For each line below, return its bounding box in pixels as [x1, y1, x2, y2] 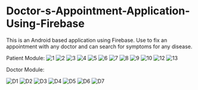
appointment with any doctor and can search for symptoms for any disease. [6, 43, 193, 50]
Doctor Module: [6, 66, 45, 73]
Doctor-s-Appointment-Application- [6, 4, 190, 18]
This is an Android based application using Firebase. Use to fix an [6, 36, 168, 44]
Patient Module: [6, 54, 45, 61]
